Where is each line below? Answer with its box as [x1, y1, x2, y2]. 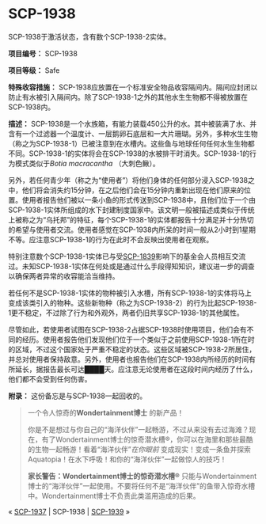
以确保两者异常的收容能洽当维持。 [8, 271, 120, 281]
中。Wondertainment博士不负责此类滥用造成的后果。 [27, 491, 200, 500]
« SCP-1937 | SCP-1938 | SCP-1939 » [8, 507, 131, 516]
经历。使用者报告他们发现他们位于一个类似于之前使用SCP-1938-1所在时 [21, 334, 255, 344]
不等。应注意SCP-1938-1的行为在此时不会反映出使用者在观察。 [8, 234, 214, 244]
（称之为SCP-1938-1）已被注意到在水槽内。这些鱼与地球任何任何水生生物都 [8, 139, 255, 148]
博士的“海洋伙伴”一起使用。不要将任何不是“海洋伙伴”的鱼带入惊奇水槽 [27, 480, 256, 491]
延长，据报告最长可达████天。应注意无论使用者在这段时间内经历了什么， [14, 364, 257, 374]
